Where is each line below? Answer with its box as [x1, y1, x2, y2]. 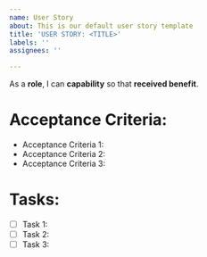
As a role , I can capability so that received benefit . [9, 79, 199, 89]
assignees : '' [9, 46, 62, 55]
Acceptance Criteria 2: [21, 149, 105, 160]
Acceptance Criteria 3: [21, 158, 105, 170]
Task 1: [21, 220, 48, 229]
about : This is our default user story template [9, 21, 194, 30]
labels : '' [9, 37, 50, 47]
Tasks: [9, 189, 60, 210]
